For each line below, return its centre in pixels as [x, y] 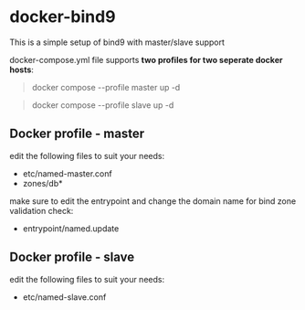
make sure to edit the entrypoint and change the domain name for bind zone [153, 201]
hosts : [22, 69]
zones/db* [42, 183]
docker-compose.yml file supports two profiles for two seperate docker [146, 59]
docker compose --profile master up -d [106, 87]
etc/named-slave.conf [64, 297]
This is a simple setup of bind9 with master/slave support [117, 42]
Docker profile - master [77, 134]
